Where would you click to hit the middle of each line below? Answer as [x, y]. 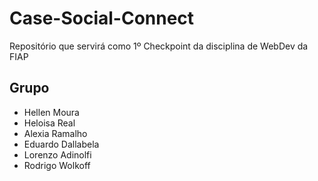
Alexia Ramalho [55, 133]
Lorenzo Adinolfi [57, 154]
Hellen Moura [51, 112]
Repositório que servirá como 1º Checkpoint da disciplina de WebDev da [159, 46]
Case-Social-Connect [102, 18]
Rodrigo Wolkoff [57, 165]
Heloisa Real [49, 123]
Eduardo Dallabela [61, 144]
